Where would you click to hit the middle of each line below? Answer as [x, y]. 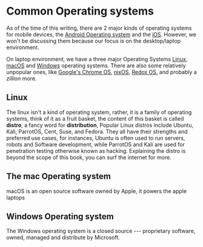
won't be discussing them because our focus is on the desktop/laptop [93, 41]
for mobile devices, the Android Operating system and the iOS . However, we [101, 34]
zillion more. [22, 78]
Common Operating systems [80, 11]
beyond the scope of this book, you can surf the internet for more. [89, 157]
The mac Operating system [58, 176]
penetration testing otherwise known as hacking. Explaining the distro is [96, 151]
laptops [16, 197]
